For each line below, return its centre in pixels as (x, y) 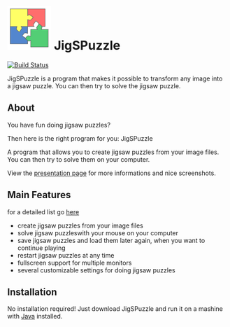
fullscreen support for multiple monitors (74, 263)
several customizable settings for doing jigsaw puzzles (96, 270)
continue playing (41, 248)
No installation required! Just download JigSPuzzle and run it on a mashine (115, 309)
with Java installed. (35, 316)
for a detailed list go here (43, 211)
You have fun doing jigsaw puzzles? (59, 125)
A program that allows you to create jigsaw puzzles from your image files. (113, 152)
